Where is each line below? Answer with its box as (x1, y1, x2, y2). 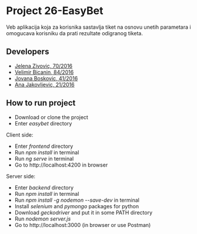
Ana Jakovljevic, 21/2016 (14, 81, 75, 88)
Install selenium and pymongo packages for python (14, 202, 139, 209)
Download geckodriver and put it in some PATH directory (14, 209, 153, 216)
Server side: (6, 172, 36, 179)
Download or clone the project (14, 113, 88, 121)
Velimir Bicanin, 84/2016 (14, 69, 74, 76)
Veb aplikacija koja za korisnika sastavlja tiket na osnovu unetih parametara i (6, 23, 191, 30)
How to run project (6, 98, 76, 108)
